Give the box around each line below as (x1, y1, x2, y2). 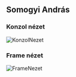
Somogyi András (6, 5, 70, 15)
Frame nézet (6, 51, 44, 59)
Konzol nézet (6, 23, 45, 31)
